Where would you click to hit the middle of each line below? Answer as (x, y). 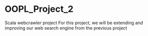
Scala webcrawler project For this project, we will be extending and (74, 23)
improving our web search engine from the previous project (66, 28)
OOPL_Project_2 (39, 9)
